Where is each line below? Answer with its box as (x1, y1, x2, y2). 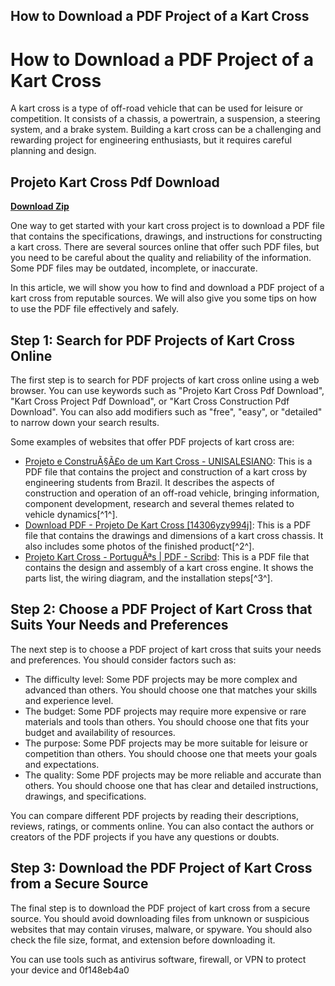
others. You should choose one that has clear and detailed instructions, (24, 779, 319, 791)
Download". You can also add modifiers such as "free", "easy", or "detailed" (10, 405, 323, 418)
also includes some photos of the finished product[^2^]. (24, 540, 255, 552)
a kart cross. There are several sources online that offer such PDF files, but (10, 241, 320, 253)
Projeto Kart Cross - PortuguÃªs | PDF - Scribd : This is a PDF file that (24, 550, 310, 563)
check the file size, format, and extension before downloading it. (10, 934, 276, 946)
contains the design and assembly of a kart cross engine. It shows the (24, 561, 314, 573)
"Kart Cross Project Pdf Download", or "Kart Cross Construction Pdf (10, 395, 290, 407)
